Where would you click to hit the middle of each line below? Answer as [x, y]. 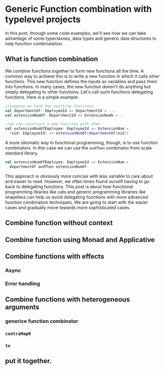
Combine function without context [59, 223]
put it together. [29, 361]
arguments [22, 307]
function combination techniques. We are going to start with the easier [77, 202]
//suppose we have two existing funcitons [49, 106]
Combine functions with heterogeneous [67, 299]
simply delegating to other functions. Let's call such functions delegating [79, 92]
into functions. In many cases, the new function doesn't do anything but [78, 87]
